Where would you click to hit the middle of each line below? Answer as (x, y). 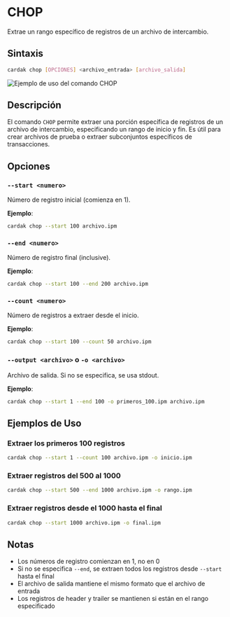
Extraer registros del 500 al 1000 (64, 476)
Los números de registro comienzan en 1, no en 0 (88, 562)
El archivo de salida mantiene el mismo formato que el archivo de (111, 584)
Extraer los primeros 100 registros (66, 443)
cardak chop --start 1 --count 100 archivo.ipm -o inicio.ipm (100, 458)
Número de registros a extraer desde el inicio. (73, 315)
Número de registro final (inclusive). (59, 258)
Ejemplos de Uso (44, 423)
